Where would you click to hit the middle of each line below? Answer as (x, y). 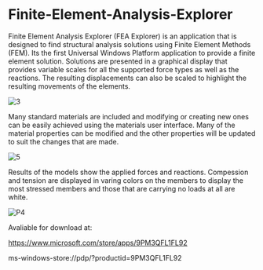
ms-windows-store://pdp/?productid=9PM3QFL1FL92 (95, 257)
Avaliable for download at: (50, 227)
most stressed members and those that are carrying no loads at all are (122, 188)
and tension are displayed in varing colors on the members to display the (126, 180)
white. (18, 197)
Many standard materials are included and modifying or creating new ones (129, 116)
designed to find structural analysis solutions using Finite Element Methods (130, 44)
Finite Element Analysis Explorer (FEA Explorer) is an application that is (122, 36)
